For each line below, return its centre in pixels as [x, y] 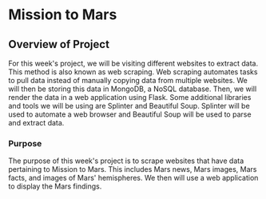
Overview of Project [59, 44]
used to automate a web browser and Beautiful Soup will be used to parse [130, 114]
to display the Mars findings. [55, 186]
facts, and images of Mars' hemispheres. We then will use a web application [133, 178]
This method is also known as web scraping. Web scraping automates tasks [133, 72]
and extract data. [36, 123]
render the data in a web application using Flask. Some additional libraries [130, 97]
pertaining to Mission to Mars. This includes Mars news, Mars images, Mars [133, 169]
